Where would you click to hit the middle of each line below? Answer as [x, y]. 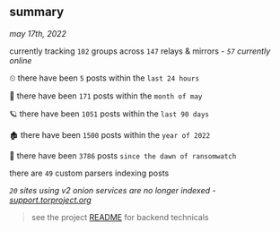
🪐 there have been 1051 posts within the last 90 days [109, 114]
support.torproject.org [50, 200]
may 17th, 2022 [38, 33]
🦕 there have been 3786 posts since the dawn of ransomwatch [123, 155]
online [21, 60]
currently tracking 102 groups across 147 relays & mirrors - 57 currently [140, 51]
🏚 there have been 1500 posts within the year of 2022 [110, 134]
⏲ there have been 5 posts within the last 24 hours [105, 78]
